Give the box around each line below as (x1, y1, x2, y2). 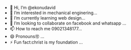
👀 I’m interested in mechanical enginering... (9, 10, 97, 16)
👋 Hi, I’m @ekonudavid (9, 5, 56, 10)
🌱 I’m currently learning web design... (9, 15, 86, 21)
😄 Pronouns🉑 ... (9, 33, 45, 39)
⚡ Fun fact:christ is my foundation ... (9, 39, 83, 45)
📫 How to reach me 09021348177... (9, 26, 82, 31)
